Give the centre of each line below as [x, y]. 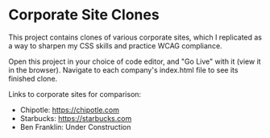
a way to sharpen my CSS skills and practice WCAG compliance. [116, 45]
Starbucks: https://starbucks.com [76, 118]
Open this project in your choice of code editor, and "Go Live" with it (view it [135, 61]
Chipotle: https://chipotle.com [69, 110]
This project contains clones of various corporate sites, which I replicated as [135, 37]
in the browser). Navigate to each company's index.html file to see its [123, 69]
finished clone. [33, 78]
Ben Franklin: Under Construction [75, 127]
